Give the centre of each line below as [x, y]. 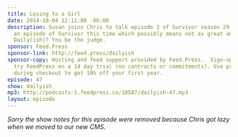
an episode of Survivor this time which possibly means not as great [118, 34]
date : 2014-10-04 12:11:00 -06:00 [58, 20]
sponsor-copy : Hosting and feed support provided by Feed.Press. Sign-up [120, 60]
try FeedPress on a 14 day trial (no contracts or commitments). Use [118, 66]
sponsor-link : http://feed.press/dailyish [71, 54]
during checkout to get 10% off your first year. [88, 73]
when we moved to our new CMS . [57, 127]
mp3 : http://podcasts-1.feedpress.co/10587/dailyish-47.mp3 [98, 93]
